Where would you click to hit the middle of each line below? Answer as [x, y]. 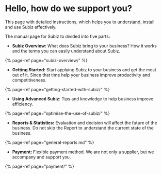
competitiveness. [29, 80]
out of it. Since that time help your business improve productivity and [81, 75]
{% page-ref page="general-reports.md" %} [50, 142]
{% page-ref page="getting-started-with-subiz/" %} [57, 89]
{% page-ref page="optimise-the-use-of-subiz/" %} [57, 113]
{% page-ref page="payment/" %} [40, 166]
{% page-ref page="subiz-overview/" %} [46, 60]
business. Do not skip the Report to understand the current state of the [83, 128]
